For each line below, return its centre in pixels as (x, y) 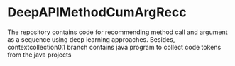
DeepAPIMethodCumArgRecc (97, 12)
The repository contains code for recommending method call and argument (117, 32)
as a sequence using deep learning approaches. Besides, (91, 39)
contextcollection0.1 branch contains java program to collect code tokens (114, 47)
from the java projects (39, 55)
